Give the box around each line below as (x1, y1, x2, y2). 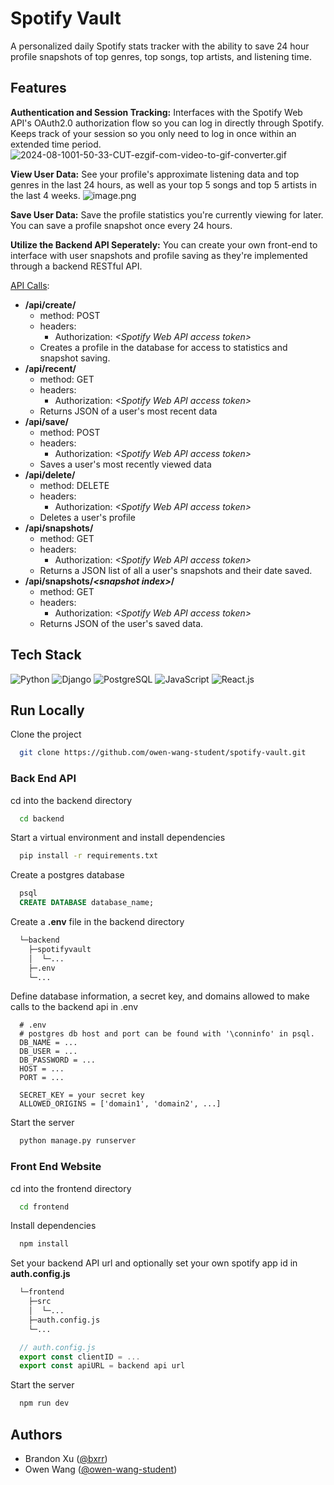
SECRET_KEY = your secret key (19, 1090, 145, 1101)
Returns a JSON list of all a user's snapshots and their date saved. (39, 564, 313, 576)
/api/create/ (24, 298, 77, 311)
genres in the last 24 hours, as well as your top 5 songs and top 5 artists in (10, 178, 318, 191)
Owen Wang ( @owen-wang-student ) (24, 1463, 178, 1476)
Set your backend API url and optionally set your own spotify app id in (10, 1257, 298, 1269)
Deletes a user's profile (39, 511, 136, 523)
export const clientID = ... (19, 1352, 141, 1362)
